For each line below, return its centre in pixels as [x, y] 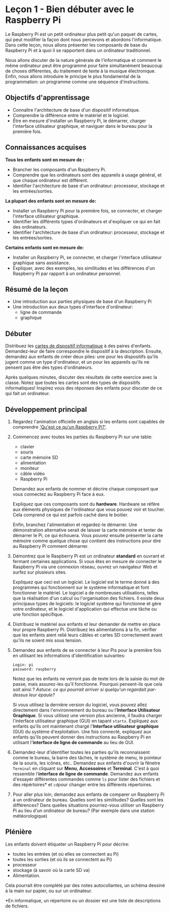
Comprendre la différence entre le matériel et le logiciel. [71, 115]
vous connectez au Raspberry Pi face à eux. [59, 494]
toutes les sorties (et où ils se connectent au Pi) [62, 859]
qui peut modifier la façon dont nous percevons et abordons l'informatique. [84, 40]
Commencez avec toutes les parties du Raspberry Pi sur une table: [82, 437]
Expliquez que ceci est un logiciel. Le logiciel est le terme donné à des [86, 582]
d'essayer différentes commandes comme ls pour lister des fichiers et [86, 779]
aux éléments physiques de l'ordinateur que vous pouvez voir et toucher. [89, 509]
